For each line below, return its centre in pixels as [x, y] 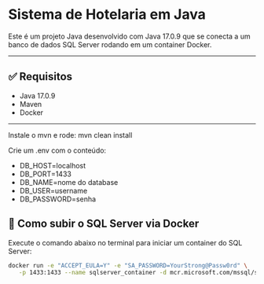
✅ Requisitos [40, 77]
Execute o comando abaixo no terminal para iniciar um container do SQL [125, 242]
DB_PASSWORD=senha [58, 199]
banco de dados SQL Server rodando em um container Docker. [110, 44]
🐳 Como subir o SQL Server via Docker [104, 224]
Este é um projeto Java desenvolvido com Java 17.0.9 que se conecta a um [129, 36]
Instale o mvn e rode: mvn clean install [70, 135]
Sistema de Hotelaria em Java [107, 15]
